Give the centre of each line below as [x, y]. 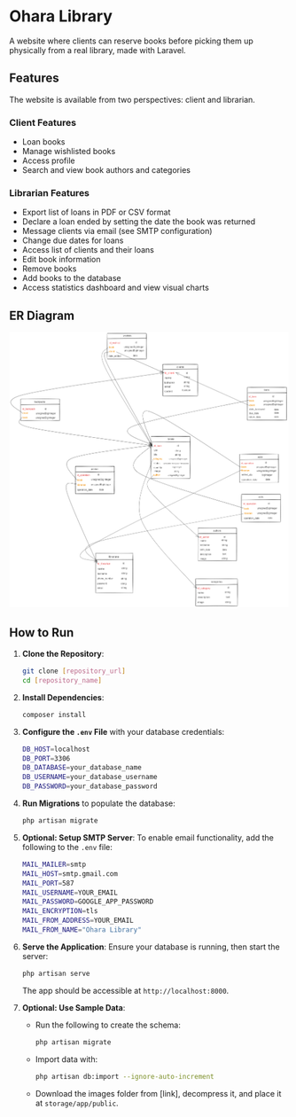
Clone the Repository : [63, 654]
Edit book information [61, 260]
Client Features [43, 122]
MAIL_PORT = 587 [48, 883]
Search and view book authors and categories [106, 170]
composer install [54, 715]
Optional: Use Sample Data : [74, 1007]
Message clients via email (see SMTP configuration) [117, 231]
